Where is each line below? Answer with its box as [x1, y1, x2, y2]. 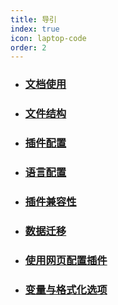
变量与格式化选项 [24, 282, 108, 296]
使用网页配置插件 [24, 253, 108, 267]
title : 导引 [10, 14, 57, 25]
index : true [10, 24, 60, 34]
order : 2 [10, 42, 47, 53]
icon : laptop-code [10, 33, 87, 43]
